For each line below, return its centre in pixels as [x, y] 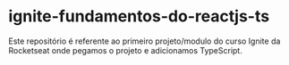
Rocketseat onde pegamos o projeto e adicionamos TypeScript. [125, 50]
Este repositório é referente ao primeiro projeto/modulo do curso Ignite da [144, 41]
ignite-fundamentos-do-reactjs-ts [139, 16]
